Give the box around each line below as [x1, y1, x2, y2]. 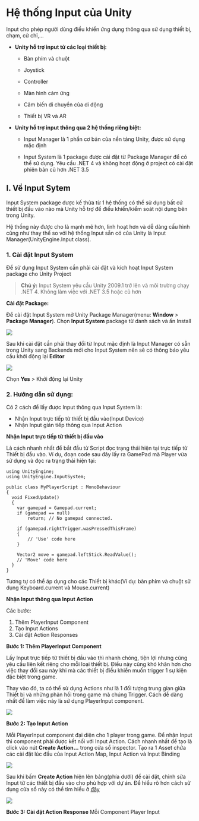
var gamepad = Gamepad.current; [17, 505, 97, 511]
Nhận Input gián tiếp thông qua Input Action [14, 422, 122, 429]
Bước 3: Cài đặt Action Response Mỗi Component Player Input [6, 809, 160, 816]
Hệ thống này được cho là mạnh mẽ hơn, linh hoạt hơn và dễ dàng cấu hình [6, 223, 190, 230]
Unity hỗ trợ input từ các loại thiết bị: [14, 43, 107, 50]
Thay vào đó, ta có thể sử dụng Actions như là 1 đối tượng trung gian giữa [6, 685, 186, 692]
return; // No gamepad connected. [27, 516, 113, 522]
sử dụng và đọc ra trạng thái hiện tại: [6, 457, 96, 465]
